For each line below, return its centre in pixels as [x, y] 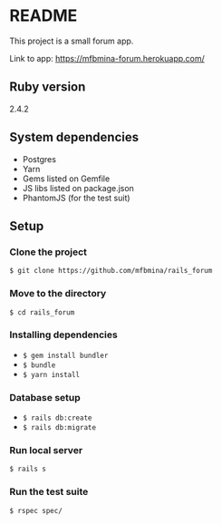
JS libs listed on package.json [78, 188]
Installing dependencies [63, 335]
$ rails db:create [57, 418]
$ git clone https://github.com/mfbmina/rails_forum [111, 271]
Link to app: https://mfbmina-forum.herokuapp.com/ [107, 58]
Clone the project [48, 252]
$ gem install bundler [65, 355]
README [43, 16]
